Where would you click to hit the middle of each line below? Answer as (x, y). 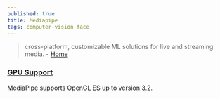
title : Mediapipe (33, 20)
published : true (31, 14)
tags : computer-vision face (48, 27)
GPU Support (30, 72)
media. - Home (46, 54)
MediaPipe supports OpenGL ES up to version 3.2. (80, 88)
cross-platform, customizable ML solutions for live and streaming (119, 47)
